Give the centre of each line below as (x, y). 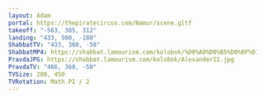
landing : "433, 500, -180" (52, 38)
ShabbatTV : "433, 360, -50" (54, 45)
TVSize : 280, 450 (37, 74)
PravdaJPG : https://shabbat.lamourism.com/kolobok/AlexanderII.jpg (121, 60)
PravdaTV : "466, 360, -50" (52, 67)
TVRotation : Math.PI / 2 (49, 81)
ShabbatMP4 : (28, 52)
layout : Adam (30, 15)
